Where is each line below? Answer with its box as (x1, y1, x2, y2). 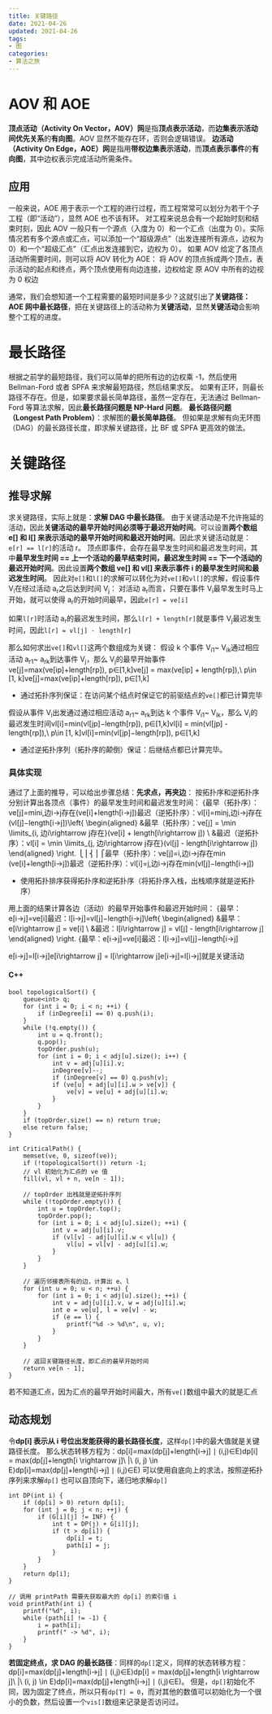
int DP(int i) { (8, 1491, 63, 1499)
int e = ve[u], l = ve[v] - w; (51, 1306, 158, 1314)
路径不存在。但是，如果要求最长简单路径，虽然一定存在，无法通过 (8, 392, 229, 402)
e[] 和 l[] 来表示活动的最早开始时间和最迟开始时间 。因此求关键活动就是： (8, 532, 252, 542)
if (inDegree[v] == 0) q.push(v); (51, 1073, 169, 1082)
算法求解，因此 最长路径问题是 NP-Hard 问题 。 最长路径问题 (32, 402, 231, 412)
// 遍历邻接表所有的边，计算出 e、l (23, 1277, 130, 1285)
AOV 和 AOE (8, 95, 91, 114)
